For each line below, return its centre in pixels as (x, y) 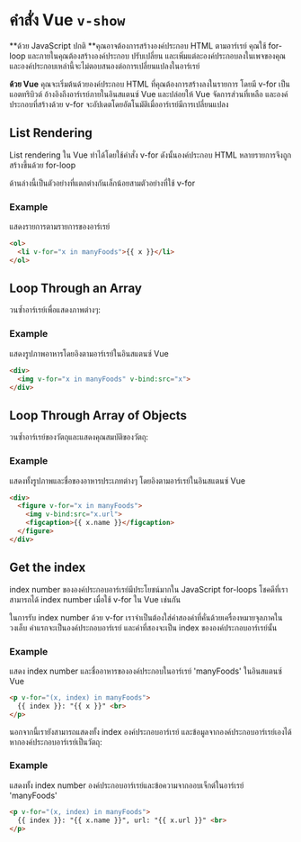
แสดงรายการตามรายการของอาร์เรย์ (60, 227)
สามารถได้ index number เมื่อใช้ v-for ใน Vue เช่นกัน (95, 599)
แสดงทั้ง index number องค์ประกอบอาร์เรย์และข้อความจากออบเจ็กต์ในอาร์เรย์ (127, 785)
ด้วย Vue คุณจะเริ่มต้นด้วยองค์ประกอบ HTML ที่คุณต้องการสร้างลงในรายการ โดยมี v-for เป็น (150, 84)
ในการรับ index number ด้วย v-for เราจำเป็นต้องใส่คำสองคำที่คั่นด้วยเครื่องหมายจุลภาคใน (146, 617)
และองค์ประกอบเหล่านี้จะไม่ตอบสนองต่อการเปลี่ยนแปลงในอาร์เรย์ (105, 66)
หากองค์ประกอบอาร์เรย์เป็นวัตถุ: (56, 742)
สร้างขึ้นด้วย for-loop (43, 165)
